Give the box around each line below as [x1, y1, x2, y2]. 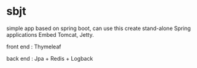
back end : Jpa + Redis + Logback [6, 55, 93, 62]
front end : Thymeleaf [6, 43, 61, 50]
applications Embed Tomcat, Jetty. [6, 31, 94, 38]
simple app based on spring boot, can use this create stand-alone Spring [6, 25, 191, 32]
